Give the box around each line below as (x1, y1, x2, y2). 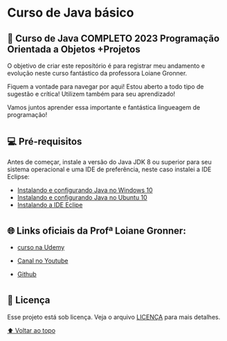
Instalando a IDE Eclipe (17, 200, 83, 209)
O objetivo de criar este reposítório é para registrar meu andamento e (7, 62, 206, 70)
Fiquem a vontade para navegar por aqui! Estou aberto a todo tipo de (7, 82, 204, 91)
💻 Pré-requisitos (7, 136, 82, 148)
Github (17, 270, 37, 279)
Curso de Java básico (7, 5, 134, 21)
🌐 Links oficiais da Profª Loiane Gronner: (7, 225, 187, 236)
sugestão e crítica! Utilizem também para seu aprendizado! (7, 90, 176, 98)
